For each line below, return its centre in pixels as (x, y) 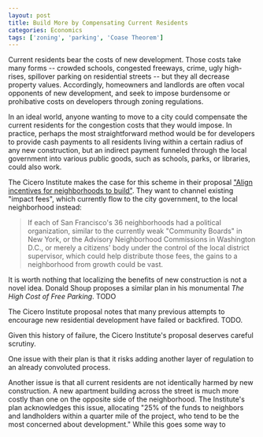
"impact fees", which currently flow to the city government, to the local (123, 199)
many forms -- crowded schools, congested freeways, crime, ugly (115, 69)
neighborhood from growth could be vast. (95, 265)
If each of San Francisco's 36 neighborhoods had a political (124, 223)
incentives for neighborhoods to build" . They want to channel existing (121, 191)
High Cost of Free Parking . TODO (62, 297)
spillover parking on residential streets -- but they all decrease (128, 76)
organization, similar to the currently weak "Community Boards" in (135, 231)
